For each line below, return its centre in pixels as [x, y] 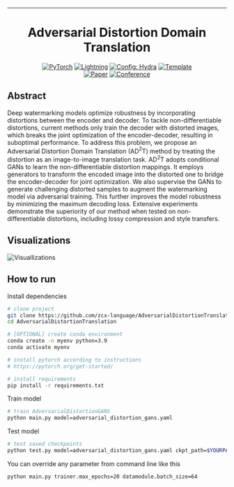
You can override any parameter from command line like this [94, 463]
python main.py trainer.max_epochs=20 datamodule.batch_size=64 [102, 477]
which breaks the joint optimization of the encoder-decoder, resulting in [110, 135]
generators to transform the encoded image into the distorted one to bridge [116, 174]
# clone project [31, 309]
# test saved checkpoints [45, 444]
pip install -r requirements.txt [56, 385]
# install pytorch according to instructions [74, 360]
